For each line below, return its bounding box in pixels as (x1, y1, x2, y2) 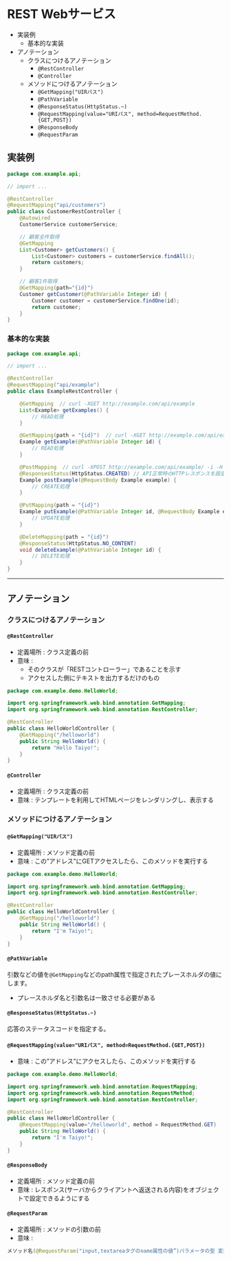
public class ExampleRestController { (7, 388, 118, 395)
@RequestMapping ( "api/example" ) (7, 381, 100, 388)
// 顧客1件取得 (19, 278, 58, 285)
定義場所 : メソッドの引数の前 (16, 1225, 101, 1233)
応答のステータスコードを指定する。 (7, 1024, 110, 1033)
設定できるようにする (29, 1194, 90, 1202)
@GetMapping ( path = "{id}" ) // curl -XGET (19, 432, 146, 439)
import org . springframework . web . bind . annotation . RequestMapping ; (7, 1083, 198, 1090)
